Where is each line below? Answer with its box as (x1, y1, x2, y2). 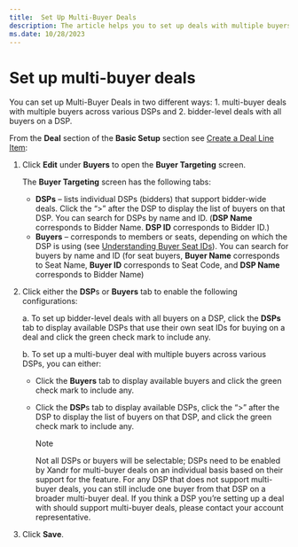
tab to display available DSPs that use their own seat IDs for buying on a (21, 323, 286, 333)
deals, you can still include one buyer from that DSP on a (59, 484, 266, 495)
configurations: (21, 296, 78, 307)
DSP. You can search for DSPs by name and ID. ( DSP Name (35, 213, 253, 223)
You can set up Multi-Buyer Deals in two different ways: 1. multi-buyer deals (9, 97, 286, 107)
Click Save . (21, 529, 65, 540)
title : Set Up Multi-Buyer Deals (9, 12, 137, 22)
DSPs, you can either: (21, 358, 102, 369)
